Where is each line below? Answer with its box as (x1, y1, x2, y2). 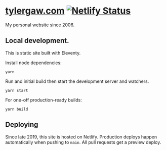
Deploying (5, 120, 38, 129)
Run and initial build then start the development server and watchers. (5, 78, 149, 84)
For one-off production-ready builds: (5, 96, 82, 103)
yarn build (5, 107, 28, 112)
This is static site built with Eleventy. (5, 49, 81, 56)
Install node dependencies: (5, 60, 62, 66)
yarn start (5, 88, 28, 93)
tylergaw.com (5, 5, 65, 17)
